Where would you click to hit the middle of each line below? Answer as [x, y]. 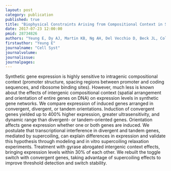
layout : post [19, 10]
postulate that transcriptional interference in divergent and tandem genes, [83, 131]
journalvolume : [21, 52]
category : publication [29, 15]
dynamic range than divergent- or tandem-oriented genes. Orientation [79, 120]
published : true [22, 19]
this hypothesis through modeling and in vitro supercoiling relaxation [77, 141]
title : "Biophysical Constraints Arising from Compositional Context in [84, 24]
